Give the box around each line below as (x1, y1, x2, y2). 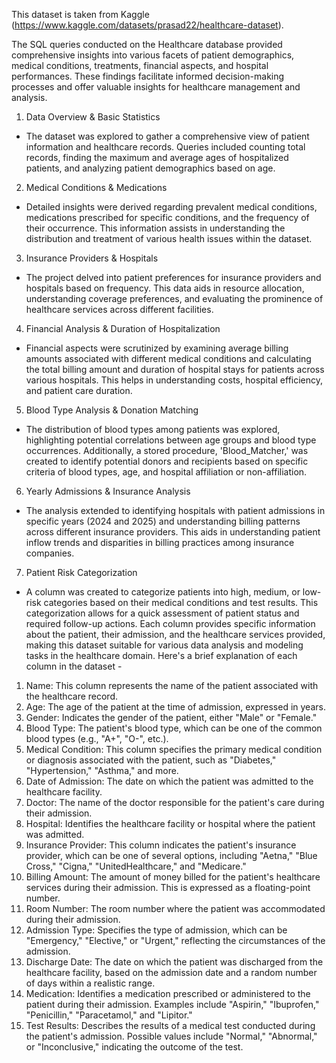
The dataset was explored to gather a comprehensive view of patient (25, 130, 310, 142)
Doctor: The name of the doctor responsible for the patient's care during (25, 797, 325, 808)
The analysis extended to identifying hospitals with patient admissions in (25, 505, 326, 516)
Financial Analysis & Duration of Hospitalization (25, 323, 221, 334)
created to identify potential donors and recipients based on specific (25, 455, 309, 467)
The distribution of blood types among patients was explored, (25, 424, 281, 435)
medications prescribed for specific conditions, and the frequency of (25, 212, 310, 223)
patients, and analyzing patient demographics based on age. (25, 162, 276, 174)
